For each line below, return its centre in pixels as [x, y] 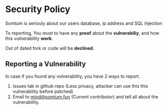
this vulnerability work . [29, 38]
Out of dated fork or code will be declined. [50, 48]
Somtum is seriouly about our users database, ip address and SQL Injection [84, 23]
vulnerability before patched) [43, 91]
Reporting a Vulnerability [46, 64]
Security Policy [38, 9]
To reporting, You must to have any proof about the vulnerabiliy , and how [82, 33]
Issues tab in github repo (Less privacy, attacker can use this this [80, 86]
